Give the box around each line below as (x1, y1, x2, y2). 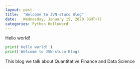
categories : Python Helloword (5, 21, 69, 26)
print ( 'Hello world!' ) (5, 44, 53, 50)
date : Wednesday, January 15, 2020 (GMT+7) (5, 16, 102, 21)
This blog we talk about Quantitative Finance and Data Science (5, 58, 135, 64)
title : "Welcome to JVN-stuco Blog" (5, 12, 84, 17)
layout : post (5, 7, 33, 12)
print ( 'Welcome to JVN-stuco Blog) (5, 49, 80, 54)
